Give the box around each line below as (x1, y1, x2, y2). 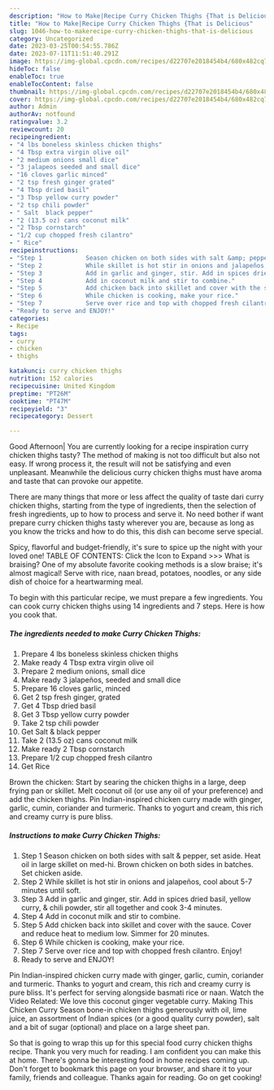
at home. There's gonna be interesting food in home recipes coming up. (9, 1055, 250, 1066)
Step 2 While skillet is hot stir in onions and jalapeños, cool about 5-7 (20, 877, 253, 887)
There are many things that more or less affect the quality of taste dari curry (9, 492, 264, 502)
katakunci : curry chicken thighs (9, 367, 123, 375)
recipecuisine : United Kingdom (9, 381, 115, 390)
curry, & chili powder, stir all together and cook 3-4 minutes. (20, 903, 223, 913)
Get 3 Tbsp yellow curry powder (20, 709, 130, 720)
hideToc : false (9, 65, 61, 73)
